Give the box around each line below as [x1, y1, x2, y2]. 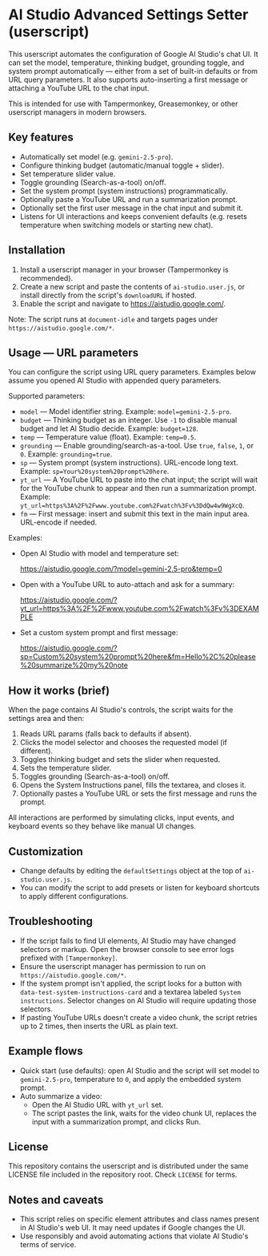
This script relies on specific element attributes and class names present [19, 1214, 260, 1224]
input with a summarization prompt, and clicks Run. [31, 1116, 202, 1126]
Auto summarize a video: [19, 1091, 102, 1100]
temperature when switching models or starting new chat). [19, 220, 214, 229]
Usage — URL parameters [8, 346, 139, 359]
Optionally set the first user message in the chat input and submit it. [19, 203, 244, 213]
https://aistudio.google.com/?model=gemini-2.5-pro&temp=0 [19, 564, 222, 574]
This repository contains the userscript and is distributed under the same [8, 1161, 249, 1171]
